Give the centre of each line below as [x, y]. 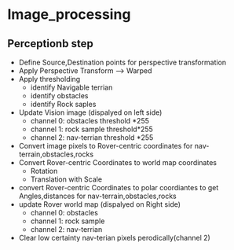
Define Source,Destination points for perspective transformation [122, 62]
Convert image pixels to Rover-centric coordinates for [106, 146]
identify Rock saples [63, 104]
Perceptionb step [50, 44]
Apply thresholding [49, 79]
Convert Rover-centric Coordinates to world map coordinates [118, 162]
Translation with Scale [66, 179]
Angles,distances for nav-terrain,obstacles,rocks [98, 196]
